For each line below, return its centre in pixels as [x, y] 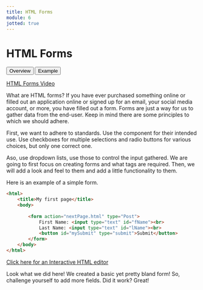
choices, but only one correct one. [50, 146]
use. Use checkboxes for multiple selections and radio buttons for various [99, 140]
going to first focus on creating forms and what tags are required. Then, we [101, 164]
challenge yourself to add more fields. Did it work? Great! [78, 280]
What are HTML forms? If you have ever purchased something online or [96, 96]
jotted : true [23, 23]
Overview [20, 71]
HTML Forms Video [31, 83]
